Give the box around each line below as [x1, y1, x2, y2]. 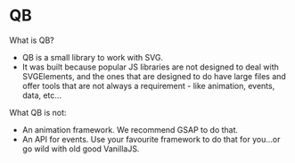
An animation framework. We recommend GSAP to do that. [21, 124, 239, 134]
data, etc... [21, 90, 62, 101]
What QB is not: [9, 107, 67, 118]
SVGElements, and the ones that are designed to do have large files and [21, 70, 287, 81]
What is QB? [9, 35, 55, 45]
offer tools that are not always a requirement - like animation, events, [21, 80, 275, 91]
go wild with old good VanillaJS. [21, 143, 140, 154]
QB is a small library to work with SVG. [21, 52, 163, 62]
